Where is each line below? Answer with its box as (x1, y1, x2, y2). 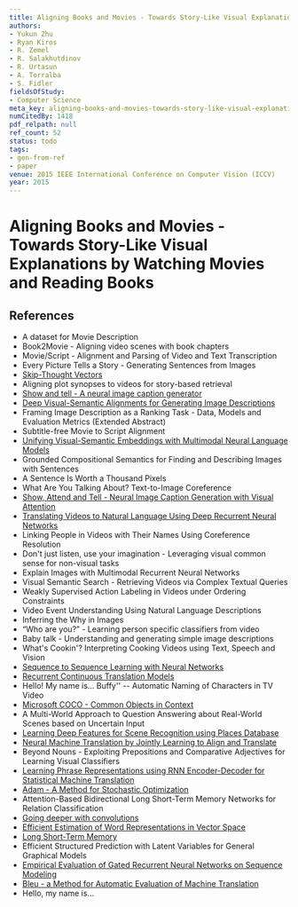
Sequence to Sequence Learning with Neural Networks (21, 662, 224, 673)
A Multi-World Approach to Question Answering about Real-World (21, 709, 263, 720)
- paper (9, 162, 38, 170)
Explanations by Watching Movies (9, 254, 265, 274)
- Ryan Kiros (9, 37, 58, 47)
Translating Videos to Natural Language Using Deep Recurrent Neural (21, 511, 277, 522)
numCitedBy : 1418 (9, 112, 74, 121)
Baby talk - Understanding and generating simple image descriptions (21, 634, 274, 644)
